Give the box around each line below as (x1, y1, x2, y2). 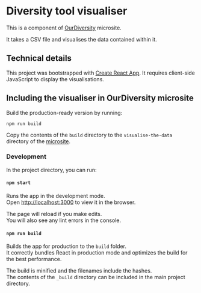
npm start (6, 180, 31, 186)
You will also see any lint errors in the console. (6, 217, 122, 224)
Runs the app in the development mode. (6, 193, 105, 200)
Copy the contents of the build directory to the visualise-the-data (6, 131, 173, 138)
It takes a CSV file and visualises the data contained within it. (6, 35, 158, 43)
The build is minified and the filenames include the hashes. (6, 267, 152, 274)
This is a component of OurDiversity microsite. (6, 24, 122, 31)
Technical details (6, 53, 72, 64)
